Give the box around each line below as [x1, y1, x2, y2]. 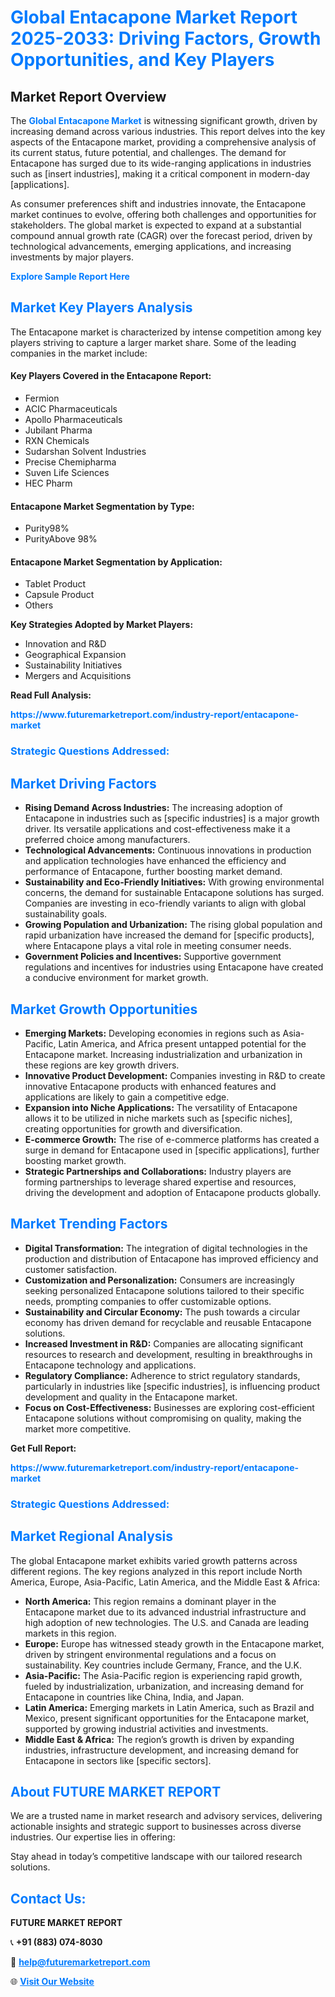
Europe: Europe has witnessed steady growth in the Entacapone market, [24, 1637, 325, 1650]
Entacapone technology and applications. [24, 1359, 197, 1371]
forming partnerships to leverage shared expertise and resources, [24, 1176, 297, 1188]
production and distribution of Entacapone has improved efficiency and [24, 1252, 319, 1265]
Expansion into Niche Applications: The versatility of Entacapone [24, 1101, 298, 1113]
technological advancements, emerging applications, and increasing [10, 241, 292, 252]
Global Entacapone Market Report [10, 6, 298, 29]
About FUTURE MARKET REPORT [10, 1783, 222, 1800]
